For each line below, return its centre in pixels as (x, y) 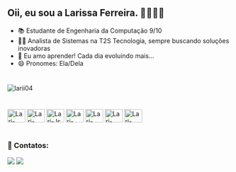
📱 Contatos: (28, 146)
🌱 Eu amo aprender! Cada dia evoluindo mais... (86, 56)
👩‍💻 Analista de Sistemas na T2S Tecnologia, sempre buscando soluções (123, 40)
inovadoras (34, 48)
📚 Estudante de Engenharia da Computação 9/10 (90, 30)
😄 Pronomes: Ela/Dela (50, 63)
